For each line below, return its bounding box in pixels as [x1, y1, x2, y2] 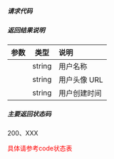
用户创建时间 [58, 88, 102, 98]
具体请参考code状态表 [7, 144, 73, 153]
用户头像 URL [58, 75, 103, 85]
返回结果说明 [7, 26, 45, 34]
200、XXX [7, 129, 38, 138]
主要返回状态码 [7, 109, 51, 118]
